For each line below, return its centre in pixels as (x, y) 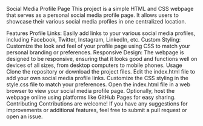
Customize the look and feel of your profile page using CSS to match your (98, 46)
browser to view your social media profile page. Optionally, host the (91, 91)
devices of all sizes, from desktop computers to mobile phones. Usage (95, 65)
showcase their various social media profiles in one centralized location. (96, 21)
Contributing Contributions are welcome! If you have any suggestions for (97, 104)
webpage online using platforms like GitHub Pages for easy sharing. (91, 97)
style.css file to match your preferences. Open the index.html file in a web (98, 84)
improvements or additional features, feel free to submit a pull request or (97, 110)
